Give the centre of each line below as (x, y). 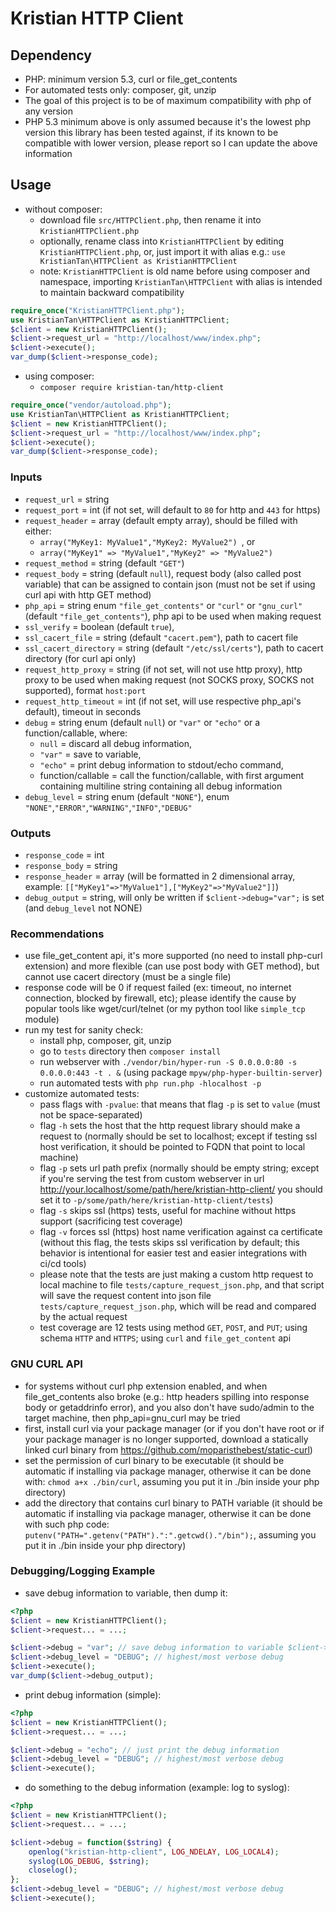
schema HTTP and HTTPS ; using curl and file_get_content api (165, 1338)
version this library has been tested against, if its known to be (151, 132)
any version (49, 111)
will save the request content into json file (125, 1296)
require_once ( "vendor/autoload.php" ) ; (91, 405)
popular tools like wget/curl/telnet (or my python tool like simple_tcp (165, 1009)
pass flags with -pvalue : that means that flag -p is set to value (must (180, 1104)
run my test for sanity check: (84, 1030)
